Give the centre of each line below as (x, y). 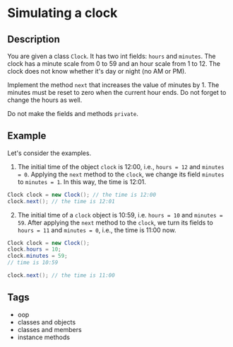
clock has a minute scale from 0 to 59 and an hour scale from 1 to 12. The (114, 64)
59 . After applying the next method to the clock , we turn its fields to (115, 222)
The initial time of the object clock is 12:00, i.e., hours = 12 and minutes (121, 166)
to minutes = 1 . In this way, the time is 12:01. (82, 181)
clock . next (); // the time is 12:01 (61, 201)
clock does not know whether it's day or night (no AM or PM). (97, 71)
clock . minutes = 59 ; (38, 256)
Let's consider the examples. (49, 153)
